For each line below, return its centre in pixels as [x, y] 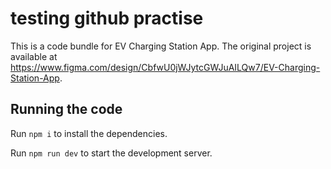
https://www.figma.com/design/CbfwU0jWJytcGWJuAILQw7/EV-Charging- [165, 67]
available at [34, 56]
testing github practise [107, 18]
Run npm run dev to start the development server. [111, 153]
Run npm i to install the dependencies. [89, 133]
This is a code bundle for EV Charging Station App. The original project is [161, 46]
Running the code [66, 109]
